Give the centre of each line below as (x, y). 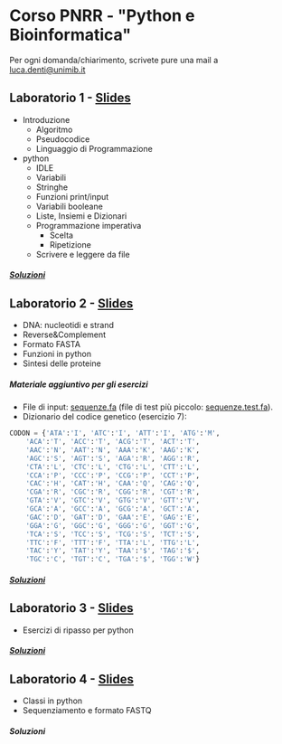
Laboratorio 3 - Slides (71, 608)
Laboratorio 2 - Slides (71, 303)
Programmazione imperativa (89, 225)
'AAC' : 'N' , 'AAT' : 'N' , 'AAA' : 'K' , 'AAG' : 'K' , (113, 450)
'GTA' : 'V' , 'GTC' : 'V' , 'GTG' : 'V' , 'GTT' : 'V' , (113, 501)
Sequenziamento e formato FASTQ (87, 710)
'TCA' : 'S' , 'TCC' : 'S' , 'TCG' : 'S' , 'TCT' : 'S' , (113, 534)
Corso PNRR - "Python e (102, 16)
